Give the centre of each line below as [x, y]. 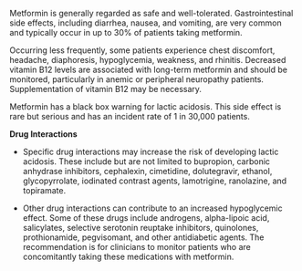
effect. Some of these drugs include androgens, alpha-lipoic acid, [146, 218]
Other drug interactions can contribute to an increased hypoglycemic [152, 208]
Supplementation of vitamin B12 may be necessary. [106, 89]
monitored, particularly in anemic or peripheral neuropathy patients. [137, 79]
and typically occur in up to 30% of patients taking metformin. [126, 32]
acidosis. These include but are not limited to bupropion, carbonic [146, 162]
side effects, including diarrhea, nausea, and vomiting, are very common [146, 23]
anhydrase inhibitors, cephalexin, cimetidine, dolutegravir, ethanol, [147, 171]
